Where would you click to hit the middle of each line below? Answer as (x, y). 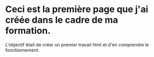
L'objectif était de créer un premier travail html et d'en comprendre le (77, 44)
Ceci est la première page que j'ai (77, 9)
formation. (28, 31)
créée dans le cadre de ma (62, 20)
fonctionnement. (22, 50)
